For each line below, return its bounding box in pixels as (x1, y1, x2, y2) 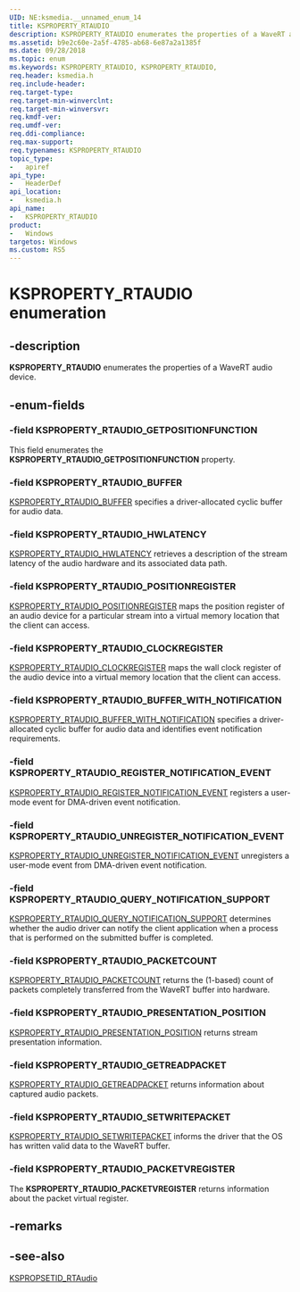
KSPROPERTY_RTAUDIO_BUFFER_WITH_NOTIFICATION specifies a (9, 714, 257, 725)
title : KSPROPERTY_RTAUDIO (9, 21, 110, 30)
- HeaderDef (9, 179, 62, 188)
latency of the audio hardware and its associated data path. (9, 558, 228, 569)
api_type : (9, 171, 46, 179)
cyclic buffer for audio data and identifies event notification (45, 724, 262, 735)
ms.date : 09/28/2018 (9, 46, 87, 55)
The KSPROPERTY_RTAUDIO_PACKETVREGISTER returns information (9, 1183, 270, 1194)
